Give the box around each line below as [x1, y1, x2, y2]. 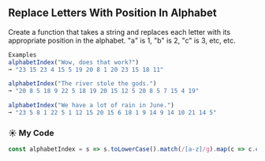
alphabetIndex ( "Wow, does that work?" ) [8, 58, 140, 66]
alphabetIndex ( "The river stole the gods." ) [8, 80, 157, 88]
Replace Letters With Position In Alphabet [8, 6, 217, 20]
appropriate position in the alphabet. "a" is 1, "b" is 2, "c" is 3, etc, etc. [8, 36, 236, 45]
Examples [8, 51, 37, 58]
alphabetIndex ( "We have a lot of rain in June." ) [8, 102, 175, 110]
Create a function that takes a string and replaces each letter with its [8, 27, 231, 36]
